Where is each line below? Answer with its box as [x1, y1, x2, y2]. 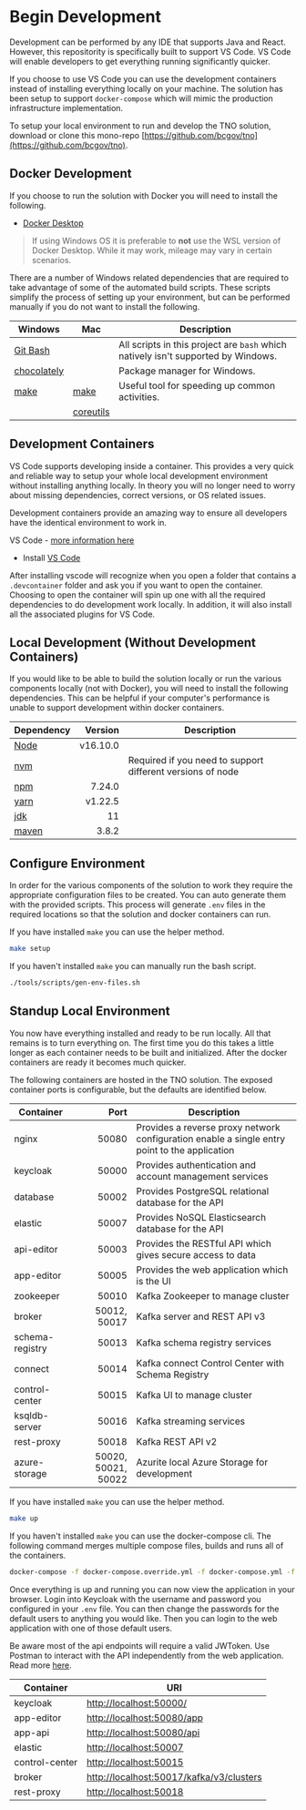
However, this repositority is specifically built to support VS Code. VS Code [9, 46, 291, 56]
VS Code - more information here [9, 535, 135, 546]
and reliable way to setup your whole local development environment [9, 470, 269, 481]
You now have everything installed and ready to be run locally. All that [9, 1028, 271, 1038]
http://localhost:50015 [86, 1755, 184, 1768]
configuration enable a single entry [136, 1132, 285, 1145]
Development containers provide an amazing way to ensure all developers [9, 507, 288, 518]
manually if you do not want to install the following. [9, 301, 200, 312]
